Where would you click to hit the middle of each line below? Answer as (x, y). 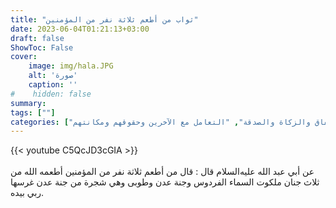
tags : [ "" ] (33, 112)
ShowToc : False (42, 47)
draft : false (37, 38)
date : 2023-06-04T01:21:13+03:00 (80, 29)
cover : (24, 57)
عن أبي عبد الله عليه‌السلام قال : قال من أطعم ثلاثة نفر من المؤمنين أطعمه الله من (162, 172)
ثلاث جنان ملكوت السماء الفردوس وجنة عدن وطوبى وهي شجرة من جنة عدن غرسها (165, 182)
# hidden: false (51, 94)
